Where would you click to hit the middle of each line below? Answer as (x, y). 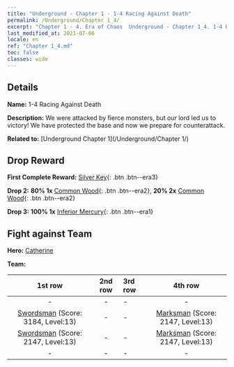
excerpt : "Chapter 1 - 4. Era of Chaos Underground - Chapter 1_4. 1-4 (115, 27)
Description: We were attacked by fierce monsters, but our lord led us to (112, 118)
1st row (50, 285)
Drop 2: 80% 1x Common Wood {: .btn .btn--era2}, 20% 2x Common (106, 191)
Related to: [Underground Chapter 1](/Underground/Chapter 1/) (98, 138)
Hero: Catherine (30, 250)
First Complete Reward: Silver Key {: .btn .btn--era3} (83, 177)
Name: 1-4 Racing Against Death (54, 104)
